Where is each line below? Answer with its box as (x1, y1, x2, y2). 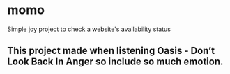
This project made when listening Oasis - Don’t (7, 45, 215, 57)
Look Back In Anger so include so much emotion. (7, 56, 224, 68)
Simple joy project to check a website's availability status (7, 25, 171, 33)
